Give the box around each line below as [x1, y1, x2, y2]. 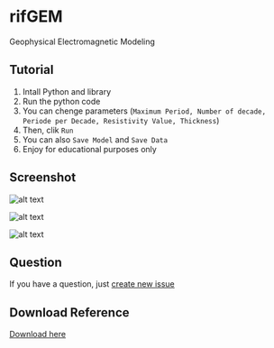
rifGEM [9, 6, 63, 27]
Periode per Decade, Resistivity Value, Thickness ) [22, 114, 220, 125]
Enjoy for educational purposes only [22, 143, 158, 154]
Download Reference [9, 305, 130, 320]
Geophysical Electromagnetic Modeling [9, 36, 156, 47]
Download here [9, 329, 66, 340]
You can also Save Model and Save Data [22, 133, 169, 145]
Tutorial [9, 62, 54, 78]
